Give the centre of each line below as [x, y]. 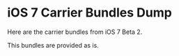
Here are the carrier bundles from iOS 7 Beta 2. [75, 32]
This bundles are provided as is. [53, 45]
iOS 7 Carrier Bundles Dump [89, 13]
